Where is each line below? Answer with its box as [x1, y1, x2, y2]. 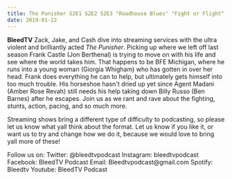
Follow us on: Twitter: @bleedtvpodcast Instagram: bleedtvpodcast [7, 150, 199, 159]
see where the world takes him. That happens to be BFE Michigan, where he [7, 57, 225, 66]
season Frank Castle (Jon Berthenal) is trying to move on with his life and [7, 50, 216, 59]
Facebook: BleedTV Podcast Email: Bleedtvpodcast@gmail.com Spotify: [7, 158, 213, 166]
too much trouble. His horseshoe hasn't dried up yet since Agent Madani [7, 79, 215, 88]
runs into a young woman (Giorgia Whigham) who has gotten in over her [7, 65, 213, 73]
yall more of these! [7, 137, 61, 145]
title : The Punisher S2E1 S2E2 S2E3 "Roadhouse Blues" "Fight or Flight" [7, 10, 225, 17]
